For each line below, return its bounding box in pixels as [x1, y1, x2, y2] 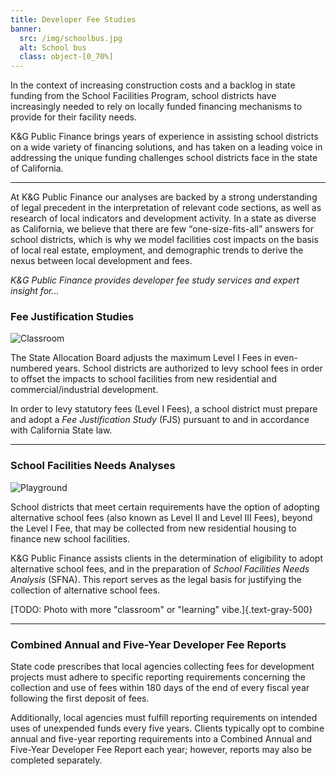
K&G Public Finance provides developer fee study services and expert [10, 274, 300, 286]
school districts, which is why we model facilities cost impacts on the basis [10, 234, 319, 246]
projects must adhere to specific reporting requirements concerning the [10, 671, 306, 683]
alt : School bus [19, 42, 87, 53]
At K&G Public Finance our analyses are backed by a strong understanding [10, 191, 318, 203]
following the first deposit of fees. [10, 692, 150, 705]
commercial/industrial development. [10, 384, 159, 396]
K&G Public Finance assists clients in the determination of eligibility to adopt [10, 552, 323, 564]
